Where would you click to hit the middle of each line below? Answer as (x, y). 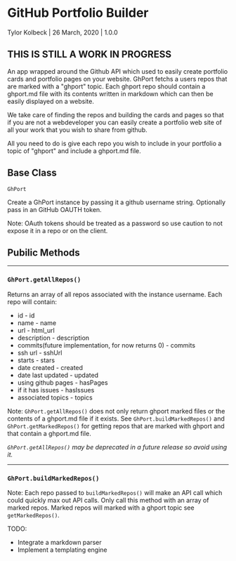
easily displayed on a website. (51, 101)
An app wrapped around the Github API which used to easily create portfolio (118, 71)
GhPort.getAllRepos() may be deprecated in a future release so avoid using (117, 447)
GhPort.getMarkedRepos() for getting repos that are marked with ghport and (116, 425)
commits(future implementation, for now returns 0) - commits (106, 345)
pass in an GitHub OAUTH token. (54, 209)
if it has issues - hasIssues (56, 390)
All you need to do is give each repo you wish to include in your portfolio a (114, 143)
